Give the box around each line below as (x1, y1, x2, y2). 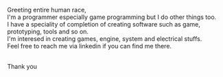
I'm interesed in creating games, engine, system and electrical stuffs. (7, 35, 202, 43)
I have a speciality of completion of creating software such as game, (7, 20, 200, 28)
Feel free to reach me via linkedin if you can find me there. (7, 42, 172, 50)
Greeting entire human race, (7, 6, 87, 14)
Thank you (7, 63, 38, 70)
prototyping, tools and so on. (7, 27, 89, 35)
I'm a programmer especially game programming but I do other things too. (7, 13, 217, 21)
